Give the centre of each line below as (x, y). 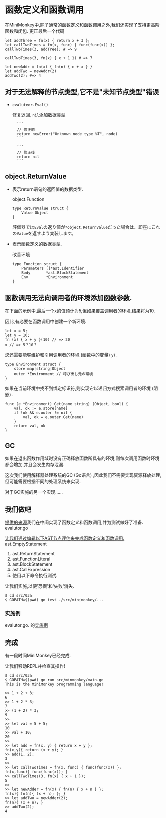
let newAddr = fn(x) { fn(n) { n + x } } (49, 67)
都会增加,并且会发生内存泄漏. (35, 465)
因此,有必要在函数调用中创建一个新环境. (46, 322)
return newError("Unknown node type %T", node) (68, 134)
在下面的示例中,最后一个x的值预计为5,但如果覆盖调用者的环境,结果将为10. (80, 311)
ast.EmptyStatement (26, 544)
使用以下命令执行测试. (35, 576)
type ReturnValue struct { (40, 208)
